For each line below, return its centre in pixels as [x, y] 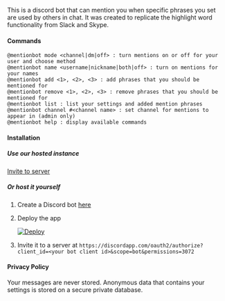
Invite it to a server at [47, 245]
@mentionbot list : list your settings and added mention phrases [105, 104]
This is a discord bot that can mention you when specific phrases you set [111, 10]
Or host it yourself [34, 187]
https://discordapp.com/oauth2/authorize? [141, 245]
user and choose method [42, 62]
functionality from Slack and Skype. [58, 25]
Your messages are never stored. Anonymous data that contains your [106, 282]
